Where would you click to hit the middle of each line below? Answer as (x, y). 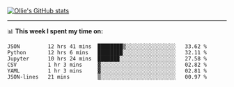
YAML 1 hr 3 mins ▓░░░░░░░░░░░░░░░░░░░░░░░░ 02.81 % (107, 71)
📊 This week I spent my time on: (55, 31)
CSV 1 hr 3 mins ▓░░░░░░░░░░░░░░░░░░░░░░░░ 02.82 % (107, 65)
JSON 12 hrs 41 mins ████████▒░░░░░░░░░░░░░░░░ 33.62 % (107, 47)
